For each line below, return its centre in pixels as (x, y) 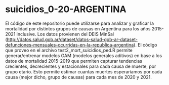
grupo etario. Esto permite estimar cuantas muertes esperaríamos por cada (84, 71)
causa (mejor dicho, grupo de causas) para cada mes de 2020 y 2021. (78, 77)
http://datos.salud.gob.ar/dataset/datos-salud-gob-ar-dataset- (72, 39)
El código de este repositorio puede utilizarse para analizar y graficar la (80, 23)
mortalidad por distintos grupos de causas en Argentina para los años (78, 28)
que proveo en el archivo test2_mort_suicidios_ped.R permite (69, 50)
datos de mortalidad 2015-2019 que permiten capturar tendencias (74, 61)
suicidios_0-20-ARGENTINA (66, 9)
